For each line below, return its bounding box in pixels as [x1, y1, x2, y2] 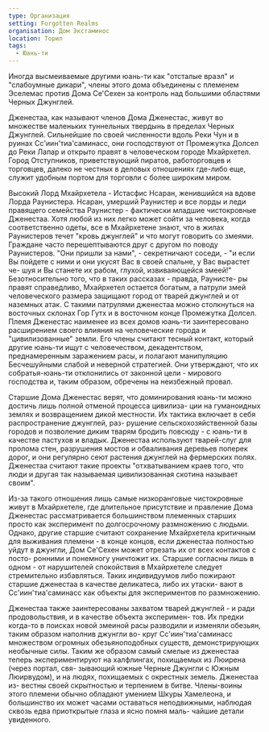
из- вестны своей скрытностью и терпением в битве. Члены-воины [8, 680, 243, 690]
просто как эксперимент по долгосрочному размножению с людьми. [8, 519, 250, 529]
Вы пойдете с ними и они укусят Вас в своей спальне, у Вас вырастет [8, 257, 250, 266]
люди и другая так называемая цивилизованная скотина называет [8, 469, 238, 479]
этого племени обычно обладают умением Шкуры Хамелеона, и [8, 689, 232, 698]
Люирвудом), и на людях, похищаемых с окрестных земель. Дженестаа [8, 672, 259, 681]
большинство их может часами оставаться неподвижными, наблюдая [8, 698, 252, 707]
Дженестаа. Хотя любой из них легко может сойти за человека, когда [8, 214, 251, 223]
